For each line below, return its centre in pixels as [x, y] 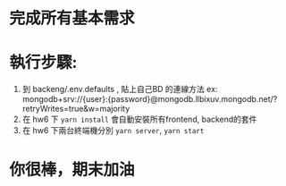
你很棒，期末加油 [72, 170]
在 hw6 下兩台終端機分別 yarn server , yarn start [113, 131]
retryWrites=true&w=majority [76, 109]
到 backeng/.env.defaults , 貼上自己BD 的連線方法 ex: [120, 89]
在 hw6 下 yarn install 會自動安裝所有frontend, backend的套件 [139, 119]
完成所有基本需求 [72, 18]
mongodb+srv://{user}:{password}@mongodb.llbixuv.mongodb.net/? [150, 99]
